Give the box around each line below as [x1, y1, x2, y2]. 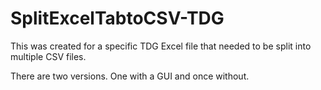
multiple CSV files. [10, 50, 87, 62]
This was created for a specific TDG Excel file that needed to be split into [10, 40, 312, 52]
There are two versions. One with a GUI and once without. [10, 70, 250, 82]
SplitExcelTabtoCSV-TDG [10, 7, 225, 30]
